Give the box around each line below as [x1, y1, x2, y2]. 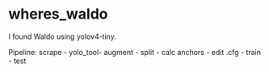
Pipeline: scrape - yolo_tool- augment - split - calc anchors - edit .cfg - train [8, 47, 261, 57]
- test [8, 56, 27, 66]
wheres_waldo [8, 5, 108, 23]
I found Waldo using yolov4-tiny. [8, 32, 117, 41]
